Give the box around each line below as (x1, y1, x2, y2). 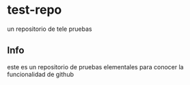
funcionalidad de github (7, 70, 74, 78)
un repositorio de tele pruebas (7, 25, 92, 33)
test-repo (7, 2, 62, 18)
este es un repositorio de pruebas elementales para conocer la (7, 62, 184, 71)
